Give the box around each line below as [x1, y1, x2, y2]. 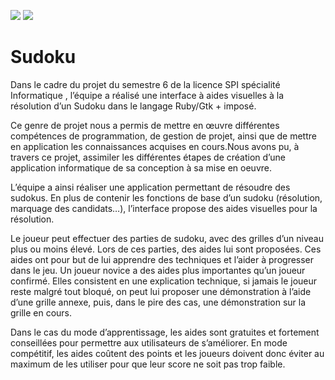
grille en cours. [10, 306, 72, 319]
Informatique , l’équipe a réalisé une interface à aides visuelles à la [10, 89, 285, 101]
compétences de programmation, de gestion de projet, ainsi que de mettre [10, 130, 317, 142]
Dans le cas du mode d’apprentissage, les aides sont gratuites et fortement [10, 326, 320, 338]
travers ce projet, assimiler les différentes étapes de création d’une [10, 151, 286, 163]
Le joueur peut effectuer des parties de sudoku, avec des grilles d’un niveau [10, 232, 324, 244]
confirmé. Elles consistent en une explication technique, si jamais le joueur [10, 275, 318, 287]
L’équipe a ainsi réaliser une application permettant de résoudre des [10, 181, 291, 193]
